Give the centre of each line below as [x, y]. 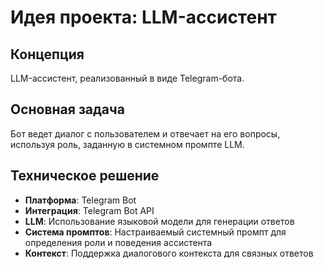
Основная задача [67, 109]
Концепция [47, 54]
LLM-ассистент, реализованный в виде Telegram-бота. [127, 78]
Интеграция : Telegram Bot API [89, 210]
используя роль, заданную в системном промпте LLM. [127, 144]
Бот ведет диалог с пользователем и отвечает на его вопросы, [145, 133]
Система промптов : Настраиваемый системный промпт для [155, 232]
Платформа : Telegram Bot [80, 200]
